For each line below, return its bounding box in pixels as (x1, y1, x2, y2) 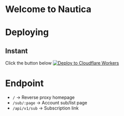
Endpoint (5, 78, 44, 89)
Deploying (5, 27, 49, 38)
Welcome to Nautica (5, 4, 92, 15)
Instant (5, 46, 28, 55)
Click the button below (5, 60, 52, 66)
